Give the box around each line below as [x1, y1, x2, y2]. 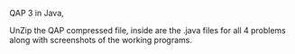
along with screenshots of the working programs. [9, 35, 192, 45]
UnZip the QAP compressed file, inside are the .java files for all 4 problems [9, 25, 287, 35]
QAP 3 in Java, [9, 8, 65, 18]
